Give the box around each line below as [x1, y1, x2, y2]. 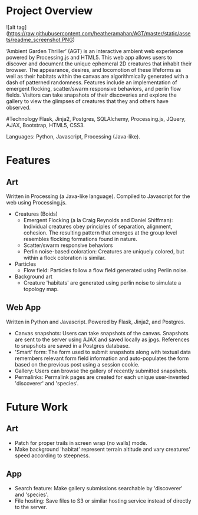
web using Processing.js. [6, 199, 67, 206]
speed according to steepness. [14, 452, 90, 459]
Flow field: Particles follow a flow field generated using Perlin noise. [23, 266, 189, 273]
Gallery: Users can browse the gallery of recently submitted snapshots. [14, 367, 188, 374]
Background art [14, 273, 53, 280]
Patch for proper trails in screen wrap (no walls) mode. [14, 439, 147, 446]
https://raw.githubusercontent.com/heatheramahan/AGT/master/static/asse [8, 29, 191, 37]
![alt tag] [6, 24, 27, 31]
